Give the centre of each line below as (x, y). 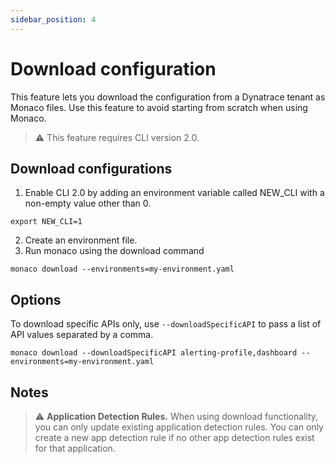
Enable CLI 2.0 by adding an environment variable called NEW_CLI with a (174, 193)
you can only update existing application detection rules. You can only (179, 427)
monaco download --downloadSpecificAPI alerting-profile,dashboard (154, 353)
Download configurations (91, 168)
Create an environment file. (81, 240)
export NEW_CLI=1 (46, 222)
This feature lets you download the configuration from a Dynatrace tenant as (168, 97)
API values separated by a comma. (82, 335)
